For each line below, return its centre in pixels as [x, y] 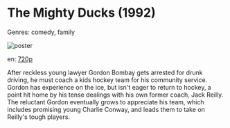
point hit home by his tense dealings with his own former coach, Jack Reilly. [115, 95]
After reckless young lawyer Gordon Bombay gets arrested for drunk [105, 72]
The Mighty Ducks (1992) [81, 13]
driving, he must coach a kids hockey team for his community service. [107, 80]
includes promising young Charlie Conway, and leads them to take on [106, 109]
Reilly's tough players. [39, 117]
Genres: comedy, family [41, 32]
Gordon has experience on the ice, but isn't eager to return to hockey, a [109, 87]
